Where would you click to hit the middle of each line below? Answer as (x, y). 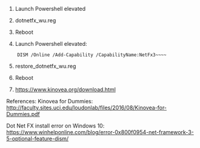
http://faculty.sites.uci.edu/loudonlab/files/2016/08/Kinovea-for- (87, 108)
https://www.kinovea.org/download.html (65, 89)
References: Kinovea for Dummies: (50, 101)
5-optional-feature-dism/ (38, 139)
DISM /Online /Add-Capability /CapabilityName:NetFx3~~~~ (92, 55)
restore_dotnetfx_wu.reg (45, 66)
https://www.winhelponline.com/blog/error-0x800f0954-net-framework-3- (100, 132)
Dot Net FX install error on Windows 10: (55, 126)
